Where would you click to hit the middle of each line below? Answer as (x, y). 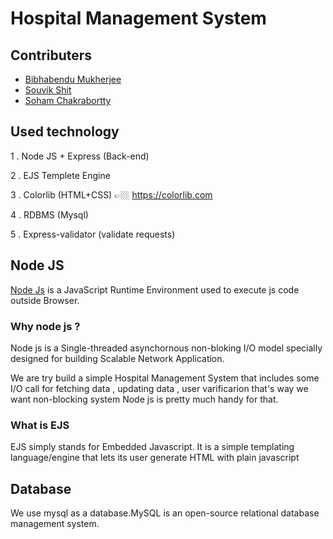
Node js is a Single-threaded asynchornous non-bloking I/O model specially (166, 348)
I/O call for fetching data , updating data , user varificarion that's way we (159, 388)
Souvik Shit (48, 90)
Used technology (65, 132)
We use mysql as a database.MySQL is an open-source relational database (165, 513)
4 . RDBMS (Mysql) (49, 214)
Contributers (51, 55)
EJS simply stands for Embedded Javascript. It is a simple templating (152, 447)
